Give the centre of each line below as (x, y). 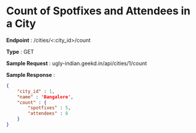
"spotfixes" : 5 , (49, 108)
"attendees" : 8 (48, 114)
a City (21, 24)
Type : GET (20, 51)
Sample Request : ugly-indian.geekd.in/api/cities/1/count (77, 63)
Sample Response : (31, 75)
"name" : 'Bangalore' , (45, 97)
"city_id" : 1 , (36, 91)
